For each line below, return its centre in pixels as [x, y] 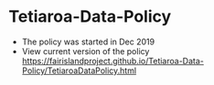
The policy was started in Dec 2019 [88, 42]
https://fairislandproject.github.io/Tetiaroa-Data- [113, 61]
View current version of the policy [86, 51]
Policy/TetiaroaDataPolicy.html [79, 71]
